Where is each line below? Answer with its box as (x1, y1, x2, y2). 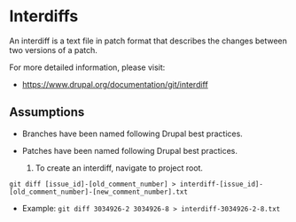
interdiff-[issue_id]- (179, 180, 264, 188)
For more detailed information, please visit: (9, 62, 166, 73)
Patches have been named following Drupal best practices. (21, 145, 238, 156)
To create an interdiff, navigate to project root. (35, 162, 204, 173)
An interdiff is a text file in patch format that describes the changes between (9, 35, 288, 46)
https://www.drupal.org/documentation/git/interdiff (21, 79, 208, 89)
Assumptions (9, 104, 85, 120)
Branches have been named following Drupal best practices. (21, 128, 244, 139)
